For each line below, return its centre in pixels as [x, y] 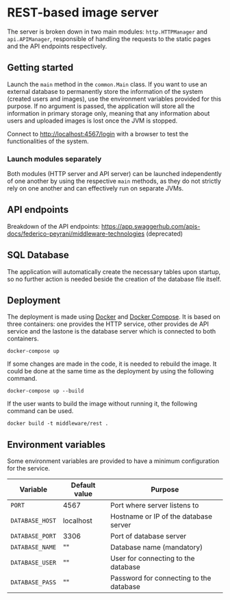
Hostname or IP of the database [162, 516]
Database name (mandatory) [157, 547]
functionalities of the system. [48, 141]
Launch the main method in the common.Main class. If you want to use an [107, 84]
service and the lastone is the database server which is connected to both [112, 332]
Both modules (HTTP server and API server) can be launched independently [115, 174]
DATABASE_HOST [34, 521]
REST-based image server [83, 13]
